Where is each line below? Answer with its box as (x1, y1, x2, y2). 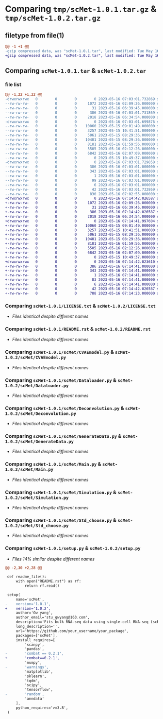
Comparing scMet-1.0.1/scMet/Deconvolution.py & (5, 405, 125, 411)
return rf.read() (24, 583, 60, 588)
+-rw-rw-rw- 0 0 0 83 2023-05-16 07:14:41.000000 (5, 277, 155, 282)
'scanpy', (24, 642, 45, 647)
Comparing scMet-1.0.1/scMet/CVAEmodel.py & (5, 349, 114, 356)
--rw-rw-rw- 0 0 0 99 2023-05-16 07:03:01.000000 (5, 178, 155, 183)
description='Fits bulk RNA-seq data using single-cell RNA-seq (16, 619, 149, 625)
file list (5, 81, 22, 88)
